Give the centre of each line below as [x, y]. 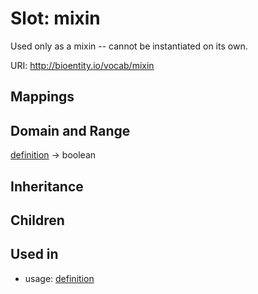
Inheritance [47, 186]
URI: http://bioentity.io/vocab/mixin [82, 65]
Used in [34, 254]
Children [37, 220]
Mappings [42, 97]
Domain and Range [70, 130]
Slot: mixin [55, 18]
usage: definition [59, 278]
